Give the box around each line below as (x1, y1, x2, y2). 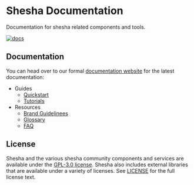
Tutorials (23, 97, 45, 104)
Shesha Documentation (6, 4, 123, 18)
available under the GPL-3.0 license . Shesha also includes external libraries (6, 161, 188, 168)
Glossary (23, 116, 45, 123)
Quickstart (23, 91, 49, 98)
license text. (6, 173, 36, 180)
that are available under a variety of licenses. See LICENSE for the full (6, 167, 175, 174)
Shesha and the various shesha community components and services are (6, 155, 184, 162)
